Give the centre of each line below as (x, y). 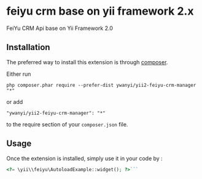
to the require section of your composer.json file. (67, 124)
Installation (28, 47)
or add (15, 101)
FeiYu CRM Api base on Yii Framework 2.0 (60, 28)
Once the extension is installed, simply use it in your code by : (84, 158)
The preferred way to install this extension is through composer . (87, 62)
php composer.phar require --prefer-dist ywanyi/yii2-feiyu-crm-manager (101, 85)
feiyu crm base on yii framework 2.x (100, 11)
